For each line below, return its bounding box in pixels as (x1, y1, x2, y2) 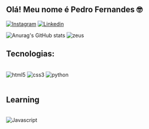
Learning (6, 94, 40, 105)
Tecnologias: (6, 49, 55, 59)
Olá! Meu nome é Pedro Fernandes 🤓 (6, 5, 143, 15)
